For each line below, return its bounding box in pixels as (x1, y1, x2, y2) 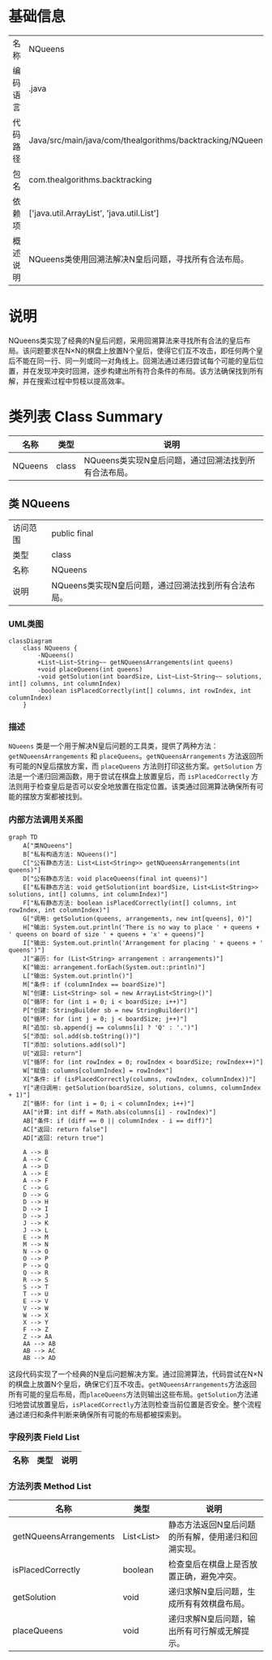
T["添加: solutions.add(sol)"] (23, 1041, 126, 1049)
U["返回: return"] (23, 1049, 83, 1058)
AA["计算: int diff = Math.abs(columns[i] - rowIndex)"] (23, 1108, 217, 1116)
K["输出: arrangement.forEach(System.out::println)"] (23, 963, 206, 971)
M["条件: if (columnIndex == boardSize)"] (23, 980, 166, 989)
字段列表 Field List (8, 1431, 80, 1443)
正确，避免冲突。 (176, 1571, 241, 1582)
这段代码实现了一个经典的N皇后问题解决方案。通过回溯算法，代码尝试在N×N (8, 1369, 263, 1379)
